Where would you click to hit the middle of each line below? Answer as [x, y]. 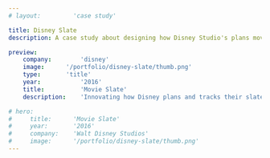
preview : [23, 52]
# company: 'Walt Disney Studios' [79, 134]
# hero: [21, 111]
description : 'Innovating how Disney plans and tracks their [133, 97]
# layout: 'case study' [62, 16]
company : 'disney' [66, 60]
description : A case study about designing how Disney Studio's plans [129, 38]
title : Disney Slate [43, 30]
